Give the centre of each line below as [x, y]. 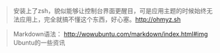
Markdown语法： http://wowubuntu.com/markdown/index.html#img [110, 34]
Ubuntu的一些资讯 [39, 43]
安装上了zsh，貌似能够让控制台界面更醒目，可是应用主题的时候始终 [110, 11]
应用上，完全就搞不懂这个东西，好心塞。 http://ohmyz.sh [100, 19]
